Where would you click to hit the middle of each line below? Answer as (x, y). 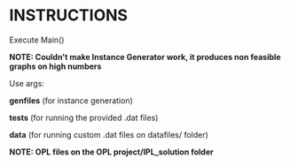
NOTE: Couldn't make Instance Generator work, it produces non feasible (145, 57)
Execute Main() (37, 40)
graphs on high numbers (55, 66)
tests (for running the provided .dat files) (84, 117)
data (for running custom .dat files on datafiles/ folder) (109, 134)
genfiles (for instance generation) (71, 100)
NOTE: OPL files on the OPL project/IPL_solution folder (112, 152)
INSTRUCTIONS (69, 15)
